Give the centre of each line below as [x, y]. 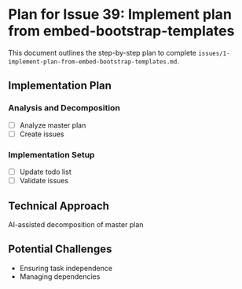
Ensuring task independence [66, 268]
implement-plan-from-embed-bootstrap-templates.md [93, 61]
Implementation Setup [51, 154]
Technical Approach [59, 206]
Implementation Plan [60, 86]
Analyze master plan [53, 125]
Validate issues [44, 181]
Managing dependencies [60, 276]
